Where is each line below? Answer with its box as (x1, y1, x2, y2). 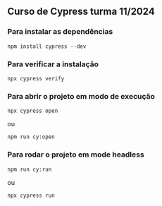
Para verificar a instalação (7, 59, 99, 69)
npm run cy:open (7, 133, 55, 140)
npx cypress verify (7, 75, 65, 82)
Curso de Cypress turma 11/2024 (7, 6, 155, 18)
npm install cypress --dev (7, 42, 87, 50)
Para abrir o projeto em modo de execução (7, 91, 155, 101)
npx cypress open (7, 107, 58, 115)
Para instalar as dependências (7, 27, 113, 37)
